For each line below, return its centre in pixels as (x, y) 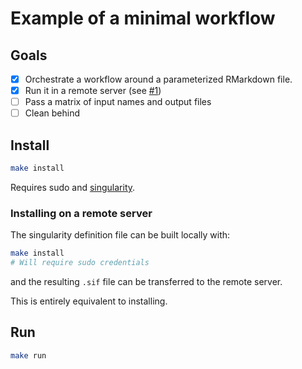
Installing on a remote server (81, 213)
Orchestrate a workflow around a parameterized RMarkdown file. (158, 79)
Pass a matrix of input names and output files (118, 102)
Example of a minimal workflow (143, 18)
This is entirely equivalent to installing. (89, 301)
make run (28, 355)
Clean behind (52, 113)
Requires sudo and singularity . (73, 187)
